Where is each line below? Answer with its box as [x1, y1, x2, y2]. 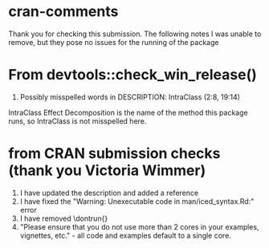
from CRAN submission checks [8, 144, 221, 163]
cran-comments [8, 2, 119, 21]
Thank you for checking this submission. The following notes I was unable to [8, 29, 262, 39]
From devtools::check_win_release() [8, 66, 257, 84]
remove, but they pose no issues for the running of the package [8, 37, 219, 47]
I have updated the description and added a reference [19, 188, 199, 197]
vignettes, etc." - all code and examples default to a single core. [19, 230, 231, 240]
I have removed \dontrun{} [19, 213, 108, 223]
